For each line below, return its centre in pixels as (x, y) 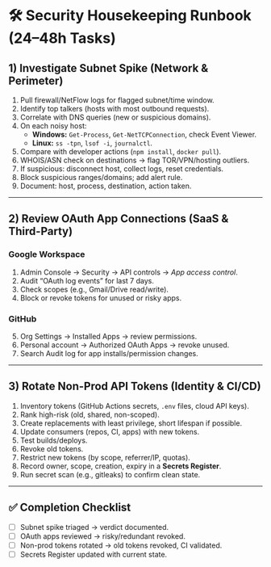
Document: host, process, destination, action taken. (106, 186)
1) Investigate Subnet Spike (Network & (108, 68)
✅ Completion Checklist (70, 508)
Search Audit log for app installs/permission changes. (109, 353)
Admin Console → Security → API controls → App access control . (129, 272)
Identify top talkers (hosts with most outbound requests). (115, 109)
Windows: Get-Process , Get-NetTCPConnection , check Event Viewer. (144, 134)
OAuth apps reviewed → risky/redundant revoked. (102, 536)
